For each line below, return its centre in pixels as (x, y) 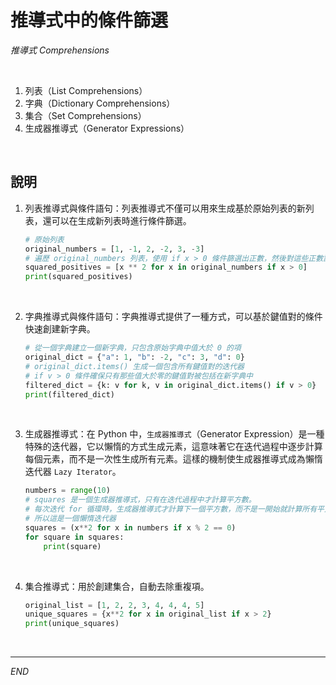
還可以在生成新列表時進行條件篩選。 (117, 220)
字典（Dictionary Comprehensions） (100, 103)
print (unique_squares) (72, 624)
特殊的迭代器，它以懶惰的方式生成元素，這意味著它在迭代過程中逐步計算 (173, 447)
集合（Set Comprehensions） (85, 115)
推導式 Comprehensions (60, 50)
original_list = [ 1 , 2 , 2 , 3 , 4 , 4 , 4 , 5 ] (114, 605)
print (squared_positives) (78, 277)
